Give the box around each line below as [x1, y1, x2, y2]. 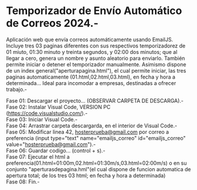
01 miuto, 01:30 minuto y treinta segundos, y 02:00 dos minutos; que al [6, 48, 178, 55]
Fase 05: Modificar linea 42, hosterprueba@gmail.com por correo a [6, 128, 169, 135]
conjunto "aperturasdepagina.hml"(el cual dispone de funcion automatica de [6, 165, 191, 172]
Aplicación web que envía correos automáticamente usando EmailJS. [6, 36, 174, 43]
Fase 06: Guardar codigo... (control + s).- [6, 147, 106, 154]
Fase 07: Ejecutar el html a [6, 153, 70, 160]
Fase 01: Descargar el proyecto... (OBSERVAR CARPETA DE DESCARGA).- [6, 97, 184, 104]
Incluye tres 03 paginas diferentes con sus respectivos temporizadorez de [6, 42, 186, 49]
